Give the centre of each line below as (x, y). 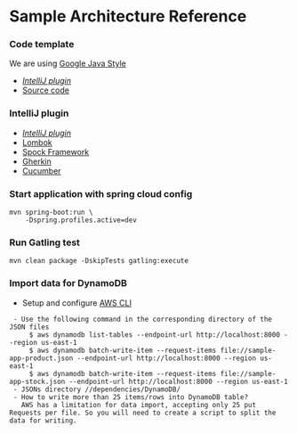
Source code (45, 90)
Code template (42, 45)
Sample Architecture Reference (128, 16)
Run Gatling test (44, 242)
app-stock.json (37, 381)
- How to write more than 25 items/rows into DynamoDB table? (131, 397)
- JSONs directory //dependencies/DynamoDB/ (96, 389)
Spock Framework (56, 151)
